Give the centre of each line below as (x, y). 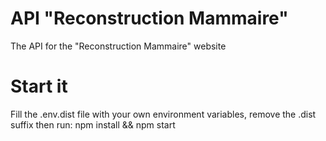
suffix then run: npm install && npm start (93, 124)
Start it (39, 86)
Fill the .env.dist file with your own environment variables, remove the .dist (163, 114)
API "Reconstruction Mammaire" (149, 18)
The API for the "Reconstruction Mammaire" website (118, 46)
